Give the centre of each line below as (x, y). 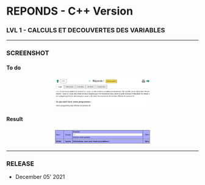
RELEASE (20, 164)
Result (15, 119)
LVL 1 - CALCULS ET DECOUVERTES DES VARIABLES (86, 30)
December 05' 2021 (40, 177)
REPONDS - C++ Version (70, 11)
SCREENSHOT (28, 53)
